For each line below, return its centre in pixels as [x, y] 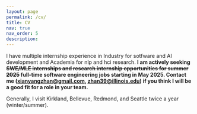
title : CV [18, 22]
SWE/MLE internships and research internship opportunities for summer [97, 68]
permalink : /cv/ [26, 17]
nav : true [18, 28]
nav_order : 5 [22, 34]
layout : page [22, 12]
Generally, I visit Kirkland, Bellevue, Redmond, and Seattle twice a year [93, 99]
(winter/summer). [27, 105]
